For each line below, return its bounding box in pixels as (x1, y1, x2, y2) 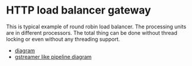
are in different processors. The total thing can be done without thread (6, 29, 177, 36)
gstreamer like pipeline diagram (14, 53, 92, 60)
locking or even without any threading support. (6, 35, 120, 42)
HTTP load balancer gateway (6, 4, 151, 17)
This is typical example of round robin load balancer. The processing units (6, 23, 187, 30)
